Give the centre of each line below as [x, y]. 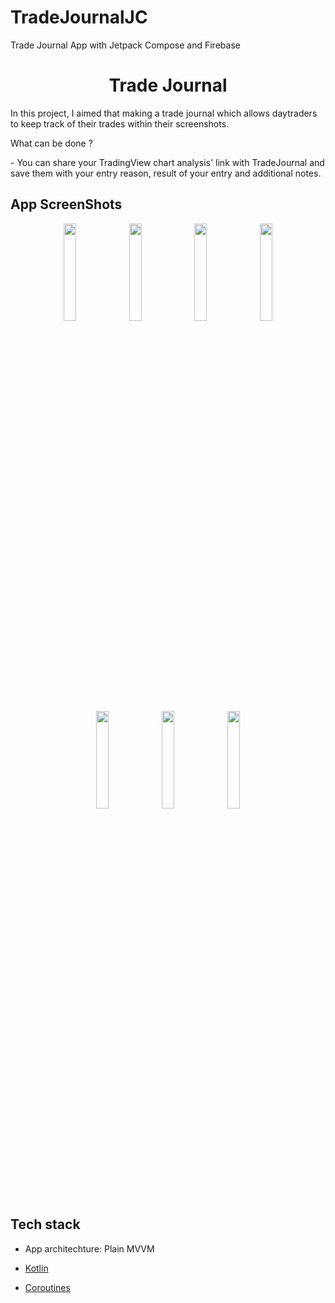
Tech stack [45, 1224]
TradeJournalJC [79, 17]
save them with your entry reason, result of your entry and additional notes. [166, 173]
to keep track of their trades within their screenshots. [120, 123]
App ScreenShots [66, 204]
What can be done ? [51, 143]
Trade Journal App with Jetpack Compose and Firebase [125, 45]
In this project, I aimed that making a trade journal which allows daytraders [164, 113]
